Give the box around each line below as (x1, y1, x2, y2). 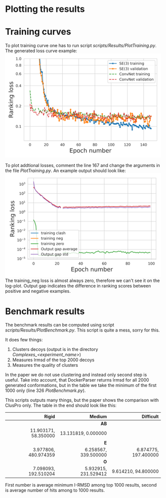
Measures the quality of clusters (12, 362, 78, 368)
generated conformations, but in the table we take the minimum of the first (5, 383, 157, 388)
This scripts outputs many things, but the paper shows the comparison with (5, 397, 159, 403)
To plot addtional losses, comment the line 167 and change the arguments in (5, 162, 161, 168)
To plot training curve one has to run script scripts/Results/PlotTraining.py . (5, 43, 157, 49)
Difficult (141, 413, 159, 419)
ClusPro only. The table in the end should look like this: (5, 402, 117, 408)
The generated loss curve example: (5, 48, 78, 54)
